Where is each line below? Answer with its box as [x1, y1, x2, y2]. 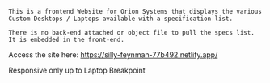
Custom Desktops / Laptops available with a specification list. [8, 15, 233, 23]
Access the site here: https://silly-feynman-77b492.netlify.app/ [8, 50, 218, 60]
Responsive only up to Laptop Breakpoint [8, 65, 146, 75]
